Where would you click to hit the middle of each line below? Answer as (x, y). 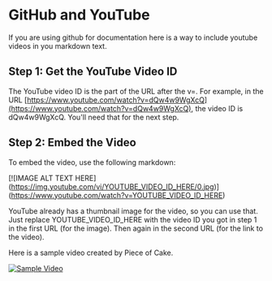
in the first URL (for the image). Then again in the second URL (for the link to (136, 228)
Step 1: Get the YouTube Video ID (93, 72)
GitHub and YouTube (79, 15)
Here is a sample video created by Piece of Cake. (91, 253)
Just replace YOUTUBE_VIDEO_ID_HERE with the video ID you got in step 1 (133, 219)
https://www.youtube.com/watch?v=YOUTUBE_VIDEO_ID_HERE (117, 195)
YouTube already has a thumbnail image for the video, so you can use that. (133, 211)
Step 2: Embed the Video (72, 143)
